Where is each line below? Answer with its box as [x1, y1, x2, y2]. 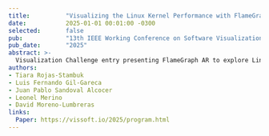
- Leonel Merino [8, 94, 62, 102]
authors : [8, 64, 38, 72]
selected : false [8, 26, 84, 34]
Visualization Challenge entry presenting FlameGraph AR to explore [15, 57, 249, 65]
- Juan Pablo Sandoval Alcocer [8, 86, 113, 94]
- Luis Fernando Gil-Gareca [8, 78, 102, 86]
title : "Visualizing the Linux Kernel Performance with [8, 11, 231, 20]
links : [8, 109, 30, 117]
